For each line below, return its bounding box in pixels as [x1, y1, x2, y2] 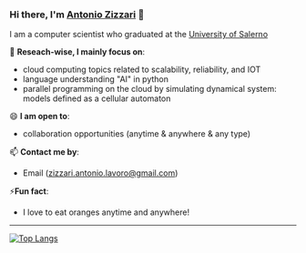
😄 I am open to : [9, 111, 70, 122]
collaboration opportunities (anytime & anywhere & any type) [22, 128, 251, 139]
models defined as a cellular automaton [22, 93, 171, 104]
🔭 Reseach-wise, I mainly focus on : [9, 46, 146, 57]
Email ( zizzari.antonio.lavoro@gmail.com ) [22, 167, 178, 178]
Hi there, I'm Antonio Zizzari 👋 [9, 8, 145, 21]
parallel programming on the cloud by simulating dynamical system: [22, 84, 277, 95]
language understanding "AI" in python [22, 74, 169, 85]
